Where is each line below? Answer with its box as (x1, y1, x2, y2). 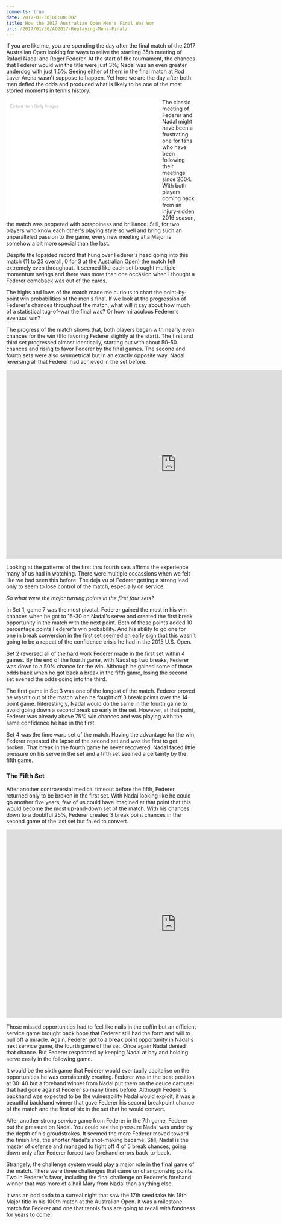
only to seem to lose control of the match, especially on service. (6, 583, 166, 590)
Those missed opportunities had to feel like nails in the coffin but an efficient (6, 1023, 196, 1030)
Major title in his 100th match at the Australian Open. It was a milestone (6, 1198, 183, 1205)
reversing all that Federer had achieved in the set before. (6, 358, 147, 366)
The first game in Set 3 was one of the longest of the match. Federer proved (6, 687, 195, 694)
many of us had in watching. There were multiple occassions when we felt (6, 570, 190, 577)
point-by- (163, 289, 187, 296)
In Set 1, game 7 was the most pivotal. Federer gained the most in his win (6, 606, 187, 614)
